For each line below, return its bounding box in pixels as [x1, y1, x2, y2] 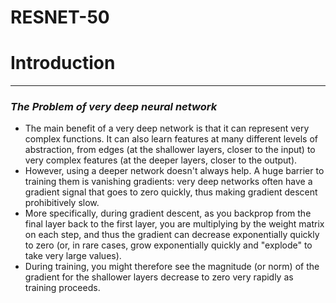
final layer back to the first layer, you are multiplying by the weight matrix [24, 218, 325, 230]
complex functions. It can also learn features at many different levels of [24, 133, 319, 145]
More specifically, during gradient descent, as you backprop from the [24, 207, 312, 220]
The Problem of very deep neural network [10, 100, 218, 114]
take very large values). [24, 250, 122, 262]
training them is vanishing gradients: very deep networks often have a [24, 176, 313, 188]
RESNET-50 [10, 6, 110, 29]
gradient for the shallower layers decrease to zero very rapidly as [24, 271, 294, 283]
